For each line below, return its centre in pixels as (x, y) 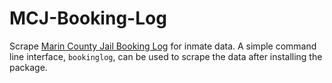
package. (28, 67)
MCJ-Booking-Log (88, 18)
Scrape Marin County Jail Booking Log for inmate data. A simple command (163, 46)
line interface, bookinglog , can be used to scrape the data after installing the (166, 56)
